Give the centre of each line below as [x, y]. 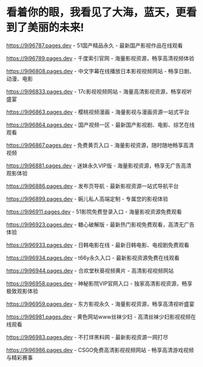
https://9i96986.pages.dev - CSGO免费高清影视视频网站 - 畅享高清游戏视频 [100, 350]
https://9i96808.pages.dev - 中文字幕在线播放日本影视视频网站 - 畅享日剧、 [101, 71]
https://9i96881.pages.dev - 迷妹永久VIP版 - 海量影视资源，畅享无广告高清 [99, 165]
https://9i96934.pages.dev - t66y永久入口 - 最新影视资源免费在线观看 [93, 258]
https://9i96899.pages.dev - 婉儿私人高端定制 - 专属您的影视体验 [87, 199]
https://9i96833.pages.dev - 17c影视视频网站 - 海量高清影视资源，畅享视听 [99, 91]
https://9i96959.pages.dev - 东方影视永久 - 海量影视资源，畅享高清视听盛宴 [101, 304]
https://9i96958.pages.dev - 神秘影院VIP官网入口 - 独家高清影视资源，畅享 [99, 283]
